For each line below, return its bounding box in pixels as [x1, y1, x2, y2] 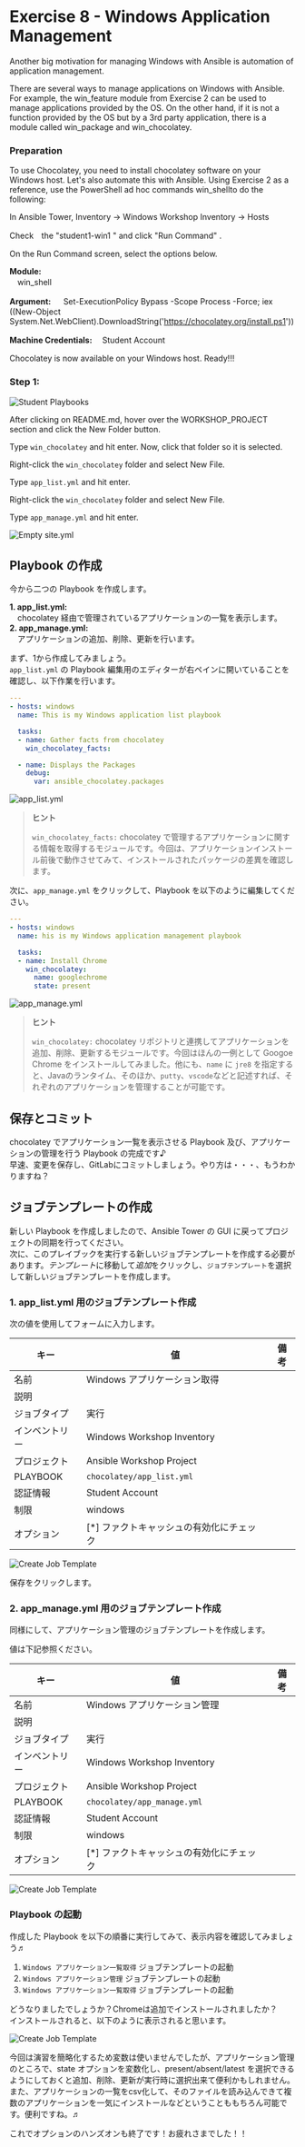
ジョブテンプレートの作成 [9, 1199, 152, 1215]
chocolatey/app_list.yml [85, 1472, 193, 1482]
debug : [25, 769, 51, 778]
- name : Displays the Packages [17, 760, 136, 770]
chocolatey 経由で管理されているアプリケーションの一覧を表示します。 [16, 612, 283, 623]
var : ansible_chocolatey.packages [33, 777, 165, 787]
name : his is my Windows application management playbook [17, 931, 242, 940]
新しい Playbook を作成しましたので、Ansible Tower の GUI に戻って [9, 1225, 265, 1237]
